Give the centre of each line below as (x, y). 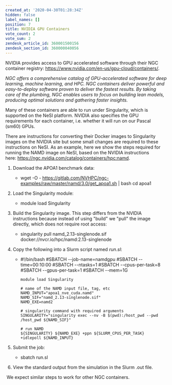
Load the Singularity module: (43, 193)
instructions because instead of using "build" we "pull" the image (82, 218)
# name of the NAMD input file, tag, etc (65, 288)
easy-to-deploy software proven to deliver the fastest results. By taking (81, 89)
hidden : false (20, 15)
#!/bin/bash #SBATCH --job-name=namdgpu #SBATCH (79, 259)
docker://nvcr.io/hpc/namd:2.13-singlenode (66, 239)
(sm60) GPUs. (20, 126)
